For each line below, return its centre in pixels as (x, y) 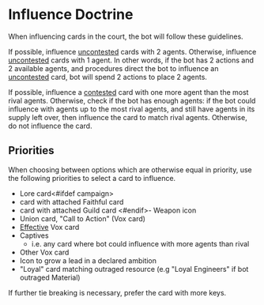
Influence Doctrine (71, 15)
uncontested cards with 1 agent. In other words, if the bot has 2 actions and (131, 60)
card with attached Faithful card (72, 201)
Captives (34, 235)
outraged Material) (50, 277)
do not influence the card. (50, 126)
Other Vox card (44, 252)
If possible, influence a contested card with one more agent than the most (128, 92)
